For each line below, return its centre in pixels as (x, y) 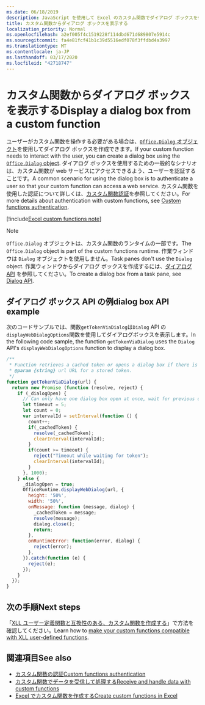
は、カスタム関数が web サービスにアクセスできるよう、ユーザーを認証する (101, 171)
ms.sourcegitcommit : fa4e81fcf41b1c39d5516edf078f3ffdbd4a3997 (88, 40)
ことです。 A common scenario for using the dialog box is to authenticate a (100, 178)
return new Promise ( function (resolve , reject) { (77, 388)
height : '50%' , (48, 495)
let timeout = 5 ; (45, 405)
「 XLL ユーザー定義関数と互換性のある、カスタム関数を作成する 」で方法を (100, 623)
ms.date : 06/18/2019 (33, 12)
